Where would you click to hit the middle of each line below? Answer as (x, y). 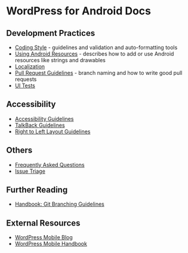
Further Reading (37, 190)
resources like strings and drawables (60, 60)
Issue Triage (30, 171)
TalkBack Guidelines (40, 125)
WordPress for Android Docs (78, 11)
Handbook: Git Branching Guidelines (59, 204)
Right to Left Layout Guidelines (53, 131)
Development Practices (51, 33)
